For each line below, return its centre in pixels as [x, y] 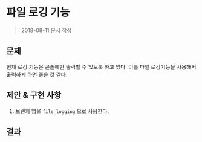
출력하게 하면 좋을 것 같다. [37, 74]
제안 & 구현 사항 [34, 95]
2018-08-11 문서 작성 [46, 30]
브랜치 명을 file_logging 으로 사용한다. [62, 111]
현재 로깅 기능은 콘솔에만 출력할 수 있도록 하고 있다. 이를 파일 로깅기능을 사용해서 [101, 66]
